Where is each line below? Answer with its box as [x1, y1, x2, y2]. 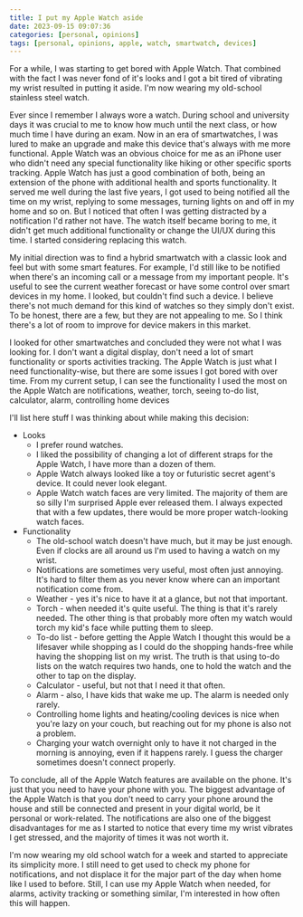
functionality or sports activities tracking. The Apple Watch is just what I [9, 357, 278, 368]
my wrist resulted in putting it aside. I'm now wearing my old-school [9, 82, 262, 93]
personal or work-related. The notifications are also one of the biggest [9, 813, 271, 824]
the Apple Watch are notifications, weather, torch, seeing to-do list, [9, 386, 260, 396]
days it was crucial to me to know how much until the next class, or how [9, 119, 278, 130]
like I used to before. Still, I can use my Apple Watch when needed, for [9, 879, 271, 890]
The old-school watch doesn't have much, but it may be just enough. [35, 536, 293, 547]
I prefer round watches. [35, 440, 124, 451]
